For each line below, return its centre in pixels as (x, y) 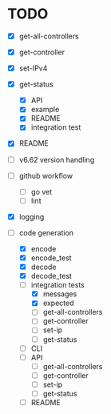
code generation (46, 232)
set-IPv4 (33, 68)
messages (60, 294)
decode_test (52, 276)
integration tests (57, 285)
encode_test (52, 258)
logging (32, 216)
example (45, 110)
